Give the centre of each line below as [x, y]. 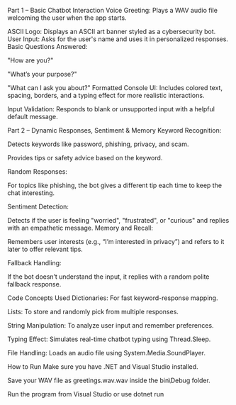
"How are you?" [30, 60]
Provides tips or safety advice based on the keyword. [85, 158]
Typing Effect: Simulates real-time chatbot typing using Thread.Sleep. [109, 339]
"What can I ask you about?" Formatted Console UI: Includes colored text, [115, 88]
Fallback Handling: [34, 263]
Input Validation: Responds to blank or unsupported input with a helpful [111, 109]
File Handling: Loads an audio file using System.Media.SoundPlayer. [106, 353]
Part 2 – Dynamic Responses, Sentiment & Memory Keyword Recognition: [114, 130]
